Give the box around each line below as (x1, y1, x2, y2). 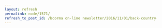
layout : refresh (4, 7, 37, 12)
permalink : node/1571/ (4, 11, 50, 16)
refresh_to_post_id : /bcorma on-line (4, 16, 81, 20)
